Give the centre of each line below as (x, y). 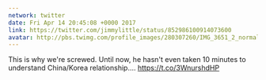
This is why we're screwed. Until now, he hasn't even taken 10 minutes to (127, 60)
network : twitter (37, 15)
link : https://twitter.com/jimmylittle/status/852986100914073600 (120, 30)
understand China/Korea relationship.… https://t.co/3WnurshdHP (114, 68)
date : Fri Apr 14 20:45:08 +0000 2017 (72, 23)
